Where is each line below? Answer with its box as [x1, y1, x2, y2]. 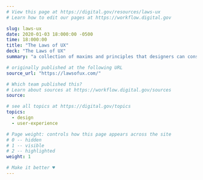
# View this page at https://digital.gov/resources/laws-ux [6, 8, 161, 15]
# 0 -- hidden [6, 137, 42, 143]
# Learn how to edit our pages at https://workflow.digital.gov [6, 15, 172, 21]
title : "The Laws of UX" [6, 42, 69, 48]
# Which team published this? [6, 81, 83, 87]
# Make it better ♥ [6, 165, 56, 171]
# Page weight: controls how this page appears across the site [6, 131, 172, 137]
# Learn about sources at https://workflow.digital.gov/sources [6, 87, 172, 93]
